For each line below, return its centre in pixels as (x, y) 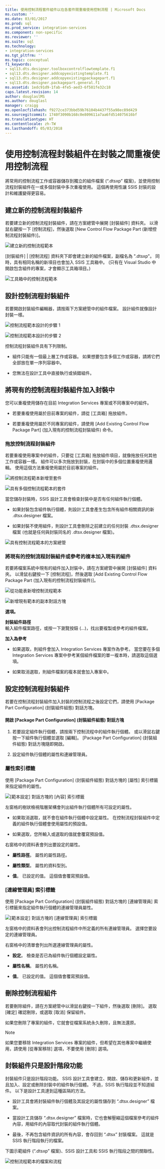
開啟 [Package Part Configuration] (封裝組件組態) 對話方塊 (65, 720)
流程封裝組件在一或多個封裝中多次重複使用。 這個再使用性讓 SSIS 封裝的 (78, 187)
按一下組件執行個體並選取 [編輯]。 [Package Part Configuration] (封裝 (82, 738)
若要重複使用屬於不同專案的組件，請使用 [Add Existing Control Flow (81, 423)
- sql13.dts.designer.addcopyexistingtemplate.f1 (57, 74)
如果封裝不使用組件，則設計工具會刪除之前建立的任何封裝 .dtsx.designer (85, 526)
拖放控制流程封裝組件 (30, 444)
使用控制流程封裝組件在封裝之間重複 (78, 154)
